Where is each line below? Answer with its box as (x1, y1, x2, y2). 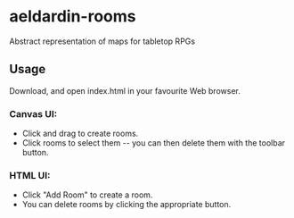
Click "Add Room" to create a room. (21, 189, 153, 200)
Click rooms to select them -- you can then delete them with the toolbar (21, 138, 286, 148)
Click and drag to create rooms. (21, 128, 139, 139)
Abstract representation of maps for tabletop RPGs (9, 36, 196, 46)
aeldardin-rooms (9, 6, 136, 27)
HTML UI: (9, 169, 51, 181)
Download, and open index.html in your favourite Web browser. (9, 85, 241, 96)
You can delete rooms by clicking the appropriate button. (21, 199, 232, 210)
